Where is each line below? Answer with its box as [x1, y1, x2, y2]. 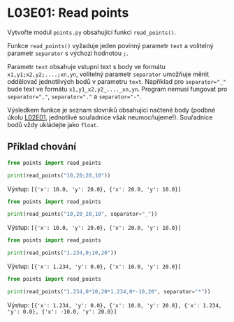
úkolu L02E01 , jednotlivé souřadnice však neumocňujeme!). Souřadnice [7, 113, 213, 122]
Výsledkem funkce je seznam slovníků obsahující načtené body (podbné [7, 105, 216, 114]
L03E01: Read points [7, 5, 129, 21]
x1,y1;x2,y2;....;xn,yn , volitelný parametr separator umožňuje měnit [7, 70, 210, 78]
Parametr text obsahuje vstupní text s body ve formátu [7, 62, 166, 71]
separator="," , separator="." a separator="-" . [7, 92, 142, 101]
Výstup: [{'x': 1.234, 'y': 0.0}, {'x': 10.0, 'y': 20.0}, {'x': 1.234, [7, 300, 222, 309]
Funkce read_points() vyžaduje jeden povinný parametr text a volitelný [7, 41, 214, 50]
